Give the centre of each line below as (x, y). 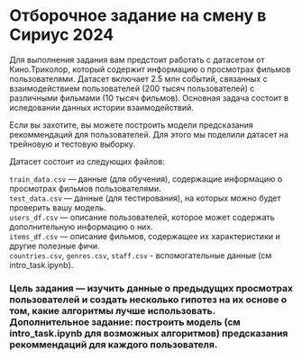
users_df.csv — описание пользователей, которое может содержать (142, 217)
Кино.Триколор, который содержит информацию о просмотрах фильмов (150, 69)
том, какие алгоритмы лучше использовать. (113, 310)
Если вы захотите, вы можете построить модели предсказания (132, 125)
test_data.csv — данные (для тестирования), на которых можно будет (145, 198)
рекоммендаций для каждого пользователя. (114, 345)
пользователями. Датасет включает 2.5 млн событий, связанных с (138, 78)
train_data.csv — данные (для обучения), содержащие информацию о (146, 179)
